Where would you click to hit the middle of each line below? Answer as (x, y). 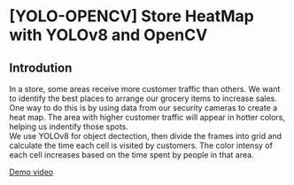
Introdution (41, 68)
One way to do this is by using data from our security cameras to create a (143, 108)
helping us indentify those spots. (69, 127)
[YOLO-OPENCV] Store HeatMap (132, 16)
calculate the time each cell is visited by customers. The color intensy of (141, 145)
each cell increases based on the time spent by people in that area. (132, 155)
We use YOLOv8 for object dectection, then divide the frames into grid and (145, 136)
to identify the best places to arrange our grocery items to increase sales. (143, 98)
